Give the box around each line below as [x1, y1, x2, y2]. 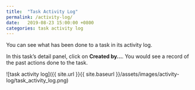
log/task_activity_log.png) [6, 77, 69, 84]
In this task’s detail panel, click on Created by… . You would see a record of [6, 53, 190, 60]
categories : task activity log [6, 25, 84, 31]
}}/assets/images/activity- [115, 70, 180, 78]
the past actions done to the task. [6, 59, 88, 66]
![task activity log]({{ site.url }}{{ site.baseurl [6, 70, 114, 78]
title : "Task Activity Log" [6, 8, 78, 15]
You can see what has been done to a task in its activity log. [6, 41, 152, 49]
